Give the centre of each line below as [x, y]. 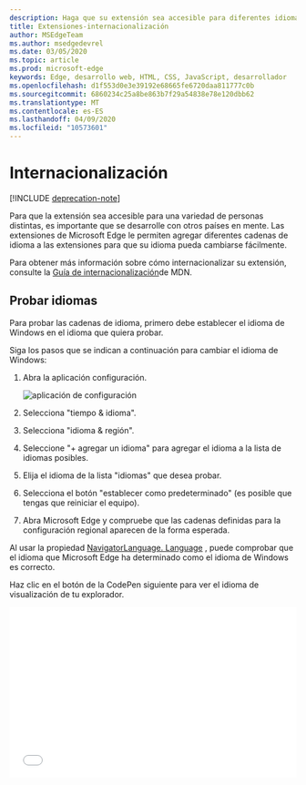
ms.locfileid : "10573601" [58, 128]
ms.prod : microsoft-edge [56, 69]
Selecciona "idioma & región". [78, 430]
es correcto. [32, 566]
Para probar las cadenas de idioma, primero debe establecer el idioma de [147, 322]
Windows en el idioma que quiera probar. [87, 332]
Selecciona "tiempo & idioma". [79, 413]
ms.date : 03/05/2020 [49, 52]
